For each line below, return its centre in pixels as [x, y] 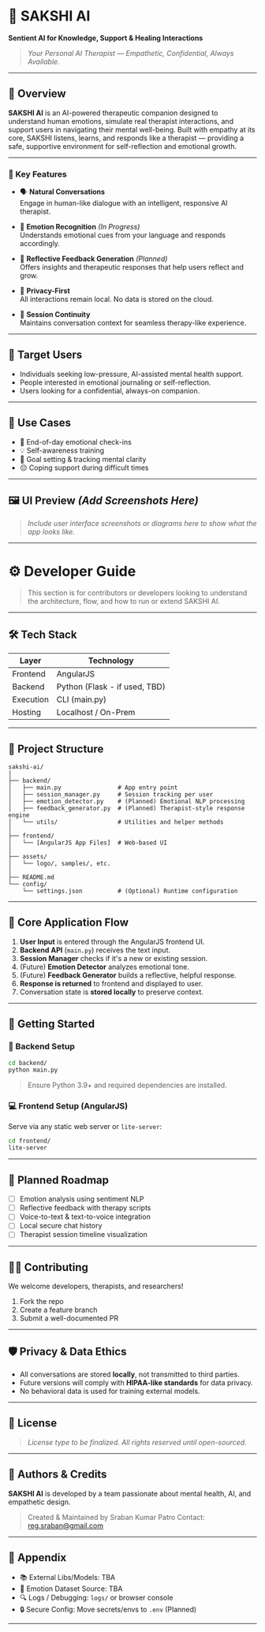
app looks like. [51, 532]
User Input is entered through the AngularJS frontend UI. [112, 941]
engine [19, 815]
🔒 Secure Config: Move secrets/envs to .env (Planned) [108, 1609]
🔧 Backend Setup [41, 1046]
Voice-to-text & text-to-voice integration [85, 1217]
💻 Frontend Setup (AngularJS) [68, 1106]
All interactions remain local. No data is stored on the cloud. [117, 300]
